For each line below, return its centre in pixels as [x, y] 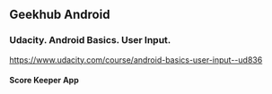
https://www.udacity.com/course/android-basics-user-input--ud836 [136, 60]
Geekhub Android [60, 15]
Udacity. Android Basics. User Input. [90, 40]
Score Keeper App [44, 81]
